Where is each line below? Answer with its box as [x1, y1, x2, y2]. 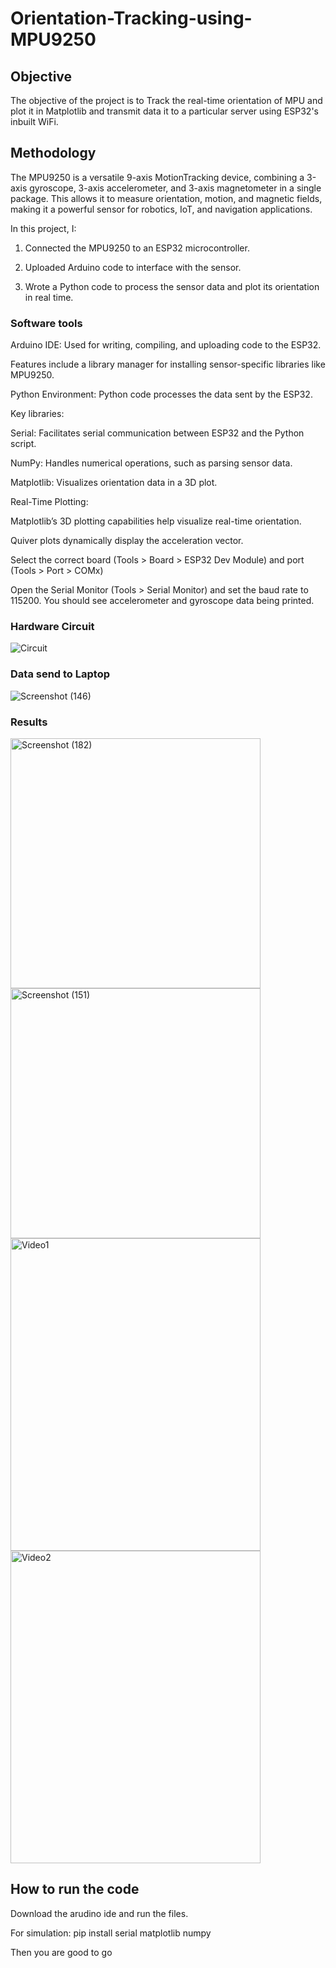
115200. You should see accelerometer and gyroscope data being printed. [10, 595, 315, 607]
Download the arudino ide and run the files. [10, 1907, 189, 1919]
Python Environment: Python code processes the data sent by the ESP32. [10, 388, 313, 401]
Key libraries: [10, 408, 65, 420]
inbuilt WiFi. [10, 116, 59, 127]
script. [10, 438, 37, 450]
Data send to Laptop [10, 667, 111, 681]
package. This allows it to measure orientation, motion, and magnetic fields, [10, 192, 323, 204]
